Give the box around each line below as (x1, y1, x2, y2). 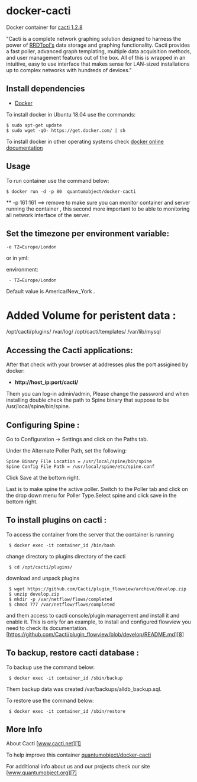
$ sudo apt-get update (6, 122, 62, 128)
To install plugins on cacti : (6, 515, 107, 525)
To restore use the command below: (6, 697, 94, 704)
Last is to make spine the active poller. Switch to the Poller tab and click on (6, 485, 188, 492)
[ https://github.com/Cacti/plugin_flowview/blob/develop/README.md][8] (6, 631, 185, 638)
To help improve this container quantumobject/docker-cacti (6, 751, 151, 758)
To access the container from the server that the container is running (6, 531, 175, 538)
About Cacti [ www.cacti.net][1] (6, 740, 81, 747)
